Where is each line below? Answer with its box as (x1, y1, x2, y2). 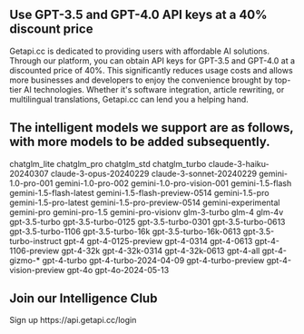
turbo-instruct (9, 235, 62, 246)
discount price (9, 22, 93, 37)
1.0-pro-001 (9, 177, 54, 189)
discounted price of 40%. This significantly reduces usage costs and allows (9, 64, 293, 75)
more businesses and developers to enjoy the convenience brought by (9, 74, 273, 85)
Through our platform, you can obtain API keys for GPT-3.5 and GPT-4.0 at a (9, 54, 296, 66)
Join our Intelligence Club (9, 290, 158, 307)
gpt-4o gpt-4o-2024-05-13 (66, 264, 170, 275)
